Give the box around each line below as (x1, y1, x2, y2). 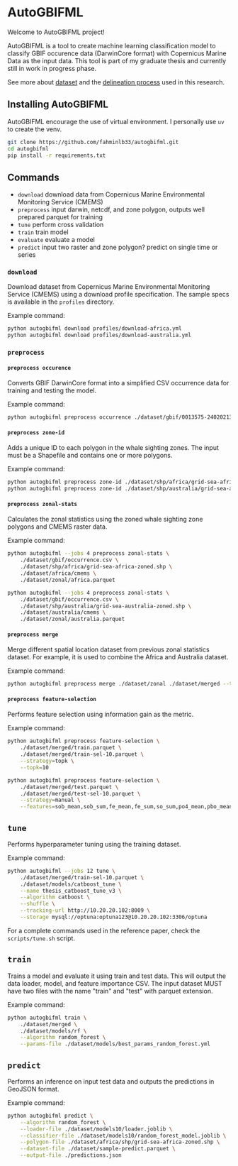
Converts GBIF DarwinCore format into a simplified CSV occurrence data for (7, 379, 229, 387)
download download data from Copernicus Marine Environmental (17, 190, 205, 199)
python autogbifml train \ (7, 1014, 87, 1021)
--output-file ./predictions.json (20, 1152, 122, 1159)
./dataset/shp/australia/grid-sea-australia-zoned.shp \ (20, 603, 192, 610)
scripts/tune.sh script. (7, 934, 76, 942)
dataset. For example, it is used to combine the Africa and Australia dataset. (7, 653, 229, 661)
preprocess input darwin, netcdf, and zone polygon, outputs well (17, 205, 205, 214)
